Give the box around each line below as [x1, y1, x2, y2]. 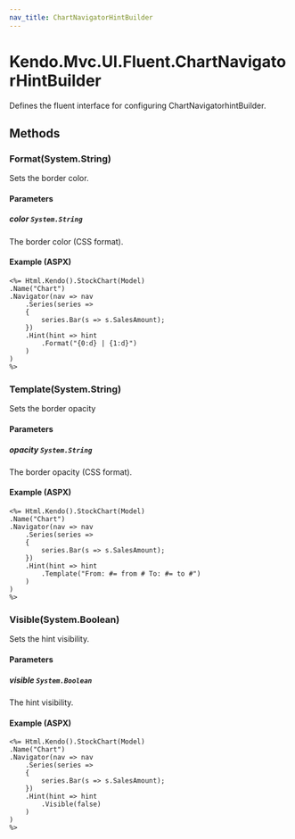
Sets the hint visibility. [9, 634, 90, 644]
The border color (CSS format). [9, 236, 124, 246]
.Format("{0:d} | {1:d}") [41, 339, 138, 348]
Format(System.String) [9, 153, 111, 165]
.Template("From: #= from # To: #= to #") [41, 569, 201, 578]
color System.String [9, 213, 83, 224]
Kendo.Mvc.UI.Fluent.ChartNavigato [9, 51, 287, 71]
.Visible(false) [41, 800, 102, 809]
